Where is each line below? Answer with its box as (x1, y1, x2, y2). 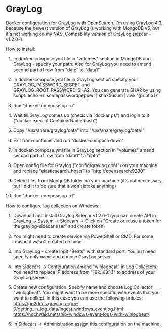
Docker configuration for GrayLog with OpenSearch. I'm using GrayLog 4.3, (6, 20, 163, 26)
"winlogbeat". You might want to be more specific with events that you (13, 289, 160, 295)
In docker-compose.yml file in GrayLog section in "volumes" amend (13, 147, 155, 153)
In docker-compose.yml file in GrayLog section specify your (13, 76, 139, 82)
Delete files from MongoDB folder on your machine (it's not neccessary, (13, 177, 163, 183)
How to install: (6, 46, 36, 52)
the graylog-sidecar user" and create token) (13, 223, 105, 229)
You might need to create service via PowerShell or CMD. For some (13, 233, 154, 239)
